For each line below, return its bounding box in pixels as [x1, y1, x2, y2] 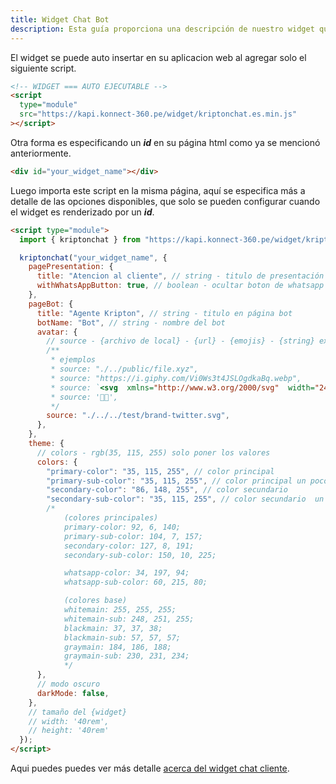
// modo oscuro [36, 679, 101, 689]
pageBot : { [28, 299, 74, 309]
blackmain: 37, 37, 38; [63, 623, 163, 633]
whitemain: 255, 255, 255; [63, 605, 177, 615]
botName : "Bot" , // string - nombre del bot [36, 317, 226, 328]
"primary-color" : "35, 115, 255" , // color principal [46, 466, 275, 476]
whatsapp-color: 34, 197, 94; [63, 568, 190, 578]
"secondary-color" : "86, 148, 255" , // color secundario [46, 485, 288, 495]
